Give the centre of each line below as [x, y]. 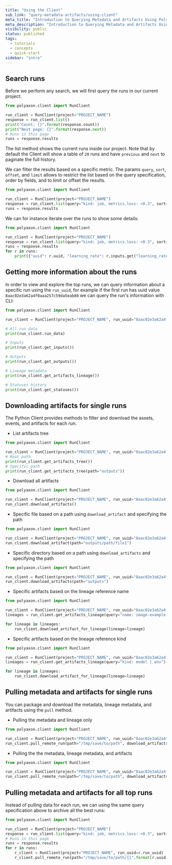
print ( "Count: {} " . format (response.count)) [52, 124]
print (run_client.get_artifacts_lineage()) [52, 376]
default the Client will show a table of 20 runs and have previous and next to [85, 154]
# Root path [18, 457]
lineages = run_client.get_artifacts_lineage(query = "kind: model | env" [84, 662]
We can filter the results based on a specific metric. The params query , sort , [86, 169]
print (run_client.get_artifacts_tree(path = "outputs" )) [65, 471]
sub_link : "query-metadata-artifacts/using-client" [61, 15]
